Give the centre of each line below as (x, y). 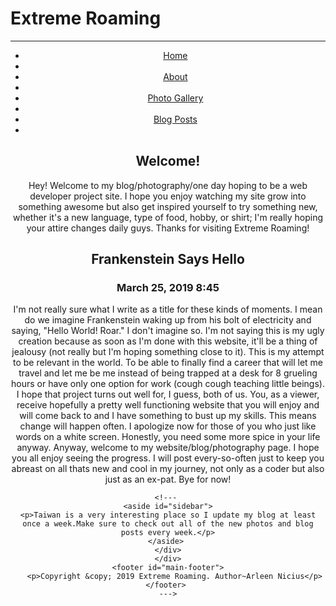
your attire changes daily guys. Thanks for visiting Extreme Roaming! (168, 228)
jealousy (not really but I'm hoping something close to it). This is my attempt (168, 352)
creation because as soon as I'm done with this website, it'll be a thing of (168, 341)
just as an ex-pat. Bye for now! (168, 479)
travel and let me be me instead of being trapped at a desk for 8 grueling (168, 373)
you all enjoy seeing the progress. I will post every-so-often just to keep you (168, 458)
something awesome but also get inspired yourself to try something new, (168, 206)
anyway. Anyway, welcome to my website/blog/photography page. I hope (168, 448)
